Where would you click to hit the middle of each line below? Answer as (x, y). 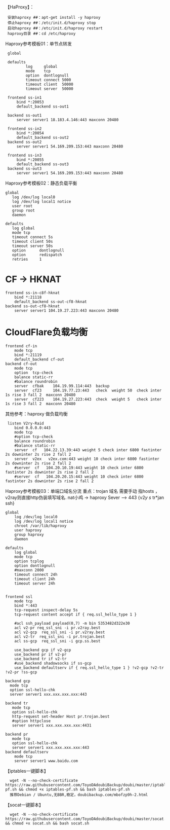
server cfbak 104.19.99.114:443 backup (62, 386)
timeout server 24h (35, 583)
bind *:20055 (30, 160)
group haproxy (29, 534)
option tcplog (29, 561)
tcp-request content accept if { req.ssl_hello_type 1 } (76, 615)
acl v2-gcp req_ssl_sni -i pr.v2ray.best (60, 632)
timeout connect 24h (36, 574)
